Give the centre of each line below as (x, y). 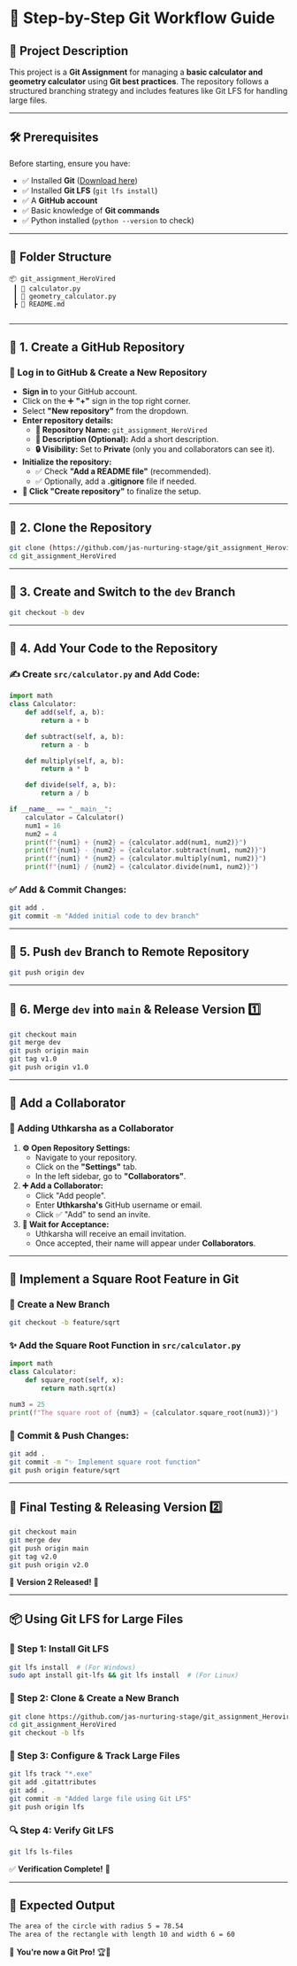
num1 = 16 (43, 826)
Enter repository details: (67, 421)
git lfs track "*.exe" (51, 1774)
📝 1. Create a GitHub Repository (97, 348)
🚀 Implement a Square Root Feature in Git (124, 1279)
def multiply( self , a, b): (75, 761)
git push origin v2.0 (49, 1565)
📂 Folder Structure (61, 257)
